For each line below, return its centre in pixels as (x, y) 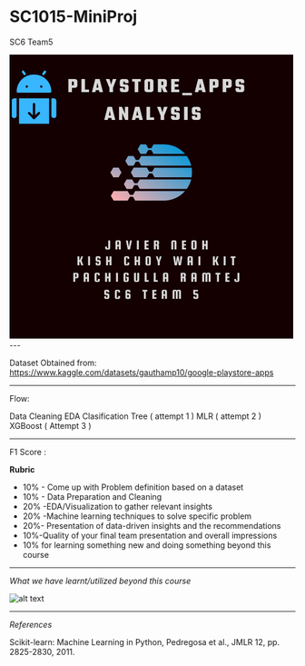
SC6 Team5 (31, 42)
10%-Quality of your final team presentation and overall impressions (150, 535)
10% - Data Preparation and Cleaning (92, 496)
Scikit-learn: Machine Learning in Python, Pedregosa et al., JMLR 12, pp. (144, 641)
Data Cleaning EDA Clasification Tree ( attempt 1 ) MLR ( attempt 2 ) (135, 416)
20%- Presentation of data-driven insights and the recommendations (152, 525)
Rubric (22, 469)
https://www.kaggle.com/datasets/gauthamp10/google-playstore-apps (142, 372)
